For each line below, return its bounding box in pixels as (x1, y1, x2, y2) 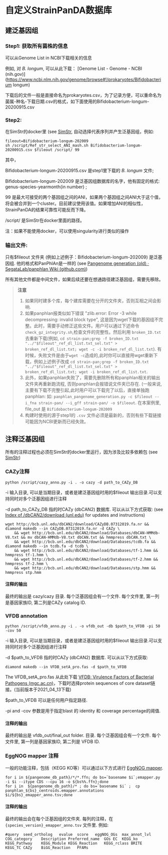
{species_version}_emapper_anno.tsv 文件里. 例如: (5, 822, 109, 828)
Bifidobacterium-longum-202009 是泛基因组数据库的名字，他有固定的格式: (5, 178, 160, 184)
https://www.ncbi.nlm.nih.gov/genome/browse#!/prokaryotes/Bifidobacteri (7, 76, 161, 82)
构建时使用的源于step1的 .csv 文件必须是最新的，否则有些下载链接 (25, 412, 161, 418)
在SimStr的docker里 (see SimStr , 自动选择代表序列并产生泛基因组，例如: (5, 129, 154, 135)
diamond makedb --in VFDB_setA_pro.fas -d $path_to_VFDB (5, 665, 127, 670)
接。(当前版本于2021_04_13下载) (5, 686, 72, 693)
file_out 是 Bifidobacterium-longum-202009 (25, 406, 112, 412)
